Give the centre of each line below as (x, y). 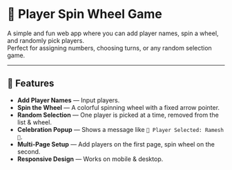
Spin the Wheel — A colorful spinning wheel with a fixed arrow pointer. (118, 107)
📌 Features (31, 83)
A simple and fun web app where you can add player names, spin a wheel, (113, 33)
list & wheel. (34, 122)
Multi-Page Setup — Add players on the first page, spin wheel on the (116, 144)
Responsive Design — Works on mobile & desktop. (90, 159)
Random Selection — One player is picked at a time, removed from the (118, 115)
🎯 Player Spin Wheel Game (85, 14)
